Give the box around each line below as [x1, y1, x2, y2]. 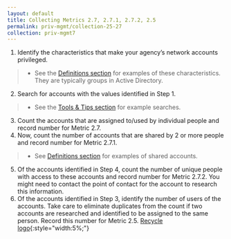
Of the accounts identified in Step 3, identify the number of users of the [17, 195, 221, 203]
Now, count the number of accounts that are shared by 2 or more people [17, 131, 224, 140]
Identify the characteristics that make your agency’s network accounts [17, 48, 219, 57]
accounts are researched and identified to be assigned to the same [17, 209, 209, 218]
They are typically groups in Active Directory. [34, 77, 164, 85]
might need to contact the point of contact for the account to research [17, 180, 218, 189]
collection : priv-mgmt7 [7, 29, 76, 37]
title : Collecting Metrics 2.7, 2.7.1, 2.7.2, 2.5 [7, 17, 156, 23]
